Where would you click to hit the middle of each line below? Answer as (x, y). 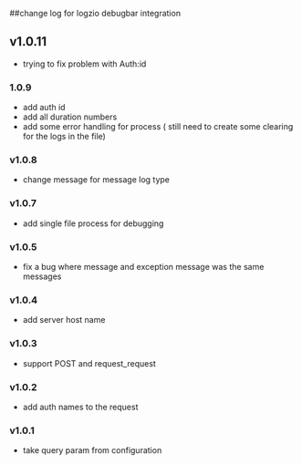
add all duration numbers (70, 117)
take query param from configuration (92, 450)
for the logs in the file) (64, 137)
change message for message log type (96, 180)
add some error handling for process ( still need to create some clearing (158, 127)
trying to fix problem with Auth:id (84, 64)
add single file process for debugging (93, 223)
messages (42, 276)
